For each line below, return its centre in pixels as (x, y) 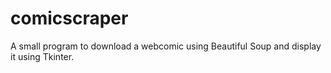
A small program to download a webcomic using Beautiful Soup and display (166, 46)
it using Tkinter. (42, 56)
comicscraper (69, 18)
